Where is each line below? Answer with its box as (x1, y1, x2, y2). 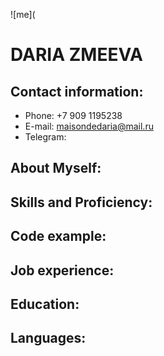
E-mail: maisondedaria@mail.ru (24, 120, 154, 132)
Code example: (10, 228, 107, 245)
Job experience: (10, 262, 115, 279)
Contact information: (10, 83, 144, 100)
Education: (10, 295, 80, 313)
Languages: (10, 330, 87, 347)
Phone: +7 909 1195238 (24, 110, 123, 121)
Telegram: (24, 131, 67, 143)
